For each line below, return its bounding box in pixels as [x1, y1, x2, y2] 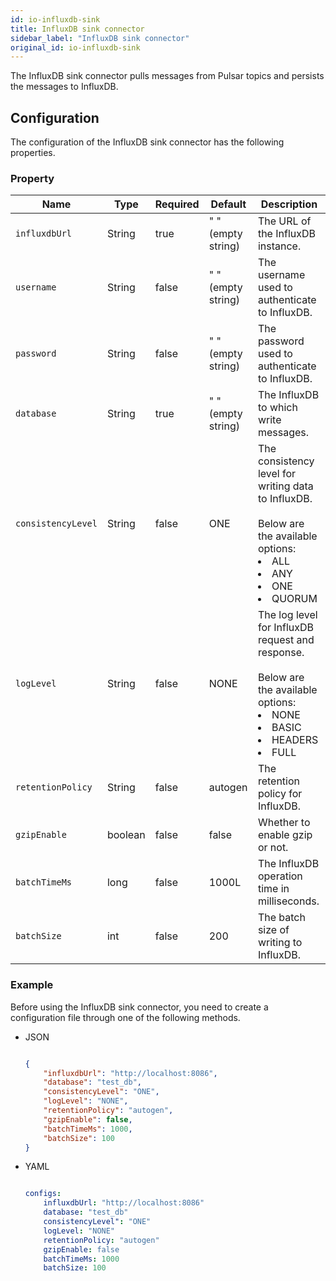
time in [257, 882, 290, 896]
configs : [24, 1189, 62, 1199]
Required [154, 197, 200, 211]
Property [10, 171, 55, 185]
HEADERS [271, 733, 319, 747]
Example [10, 978, 54, 992]
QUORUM [271, 592, 318, 606]
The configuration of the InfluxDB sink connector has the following [10, 136, 285, 148]
